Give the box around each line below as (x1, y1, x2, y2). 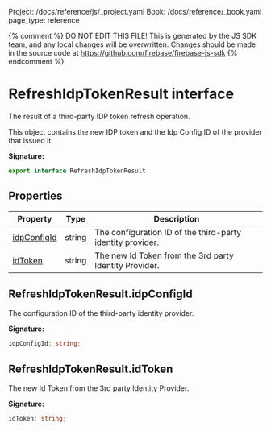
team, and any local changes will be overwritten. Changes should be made (8, 39, 256, 49)
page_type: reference (8, 15, 80, 25)
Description (153, 213, 200, 224)
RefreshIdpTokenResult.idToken (8, 362, 173, 375)
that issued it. (8, 135, 54, 145)
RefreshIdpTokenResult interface (8, 85, 235, 103)
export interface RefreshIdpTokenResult (8, 167, 147, 175)
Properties (8, 189, 63, 203)
